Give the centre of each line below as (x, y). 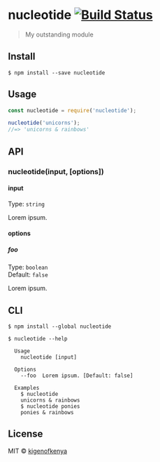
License (26, 434)
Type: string (26, 204)
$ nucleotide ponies (50, 407)
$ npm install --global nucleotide (60, 326)
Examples (27, 388)
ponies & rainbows (47, 413)
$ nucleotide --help (38, 339)
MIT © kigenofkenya (38, 451)
